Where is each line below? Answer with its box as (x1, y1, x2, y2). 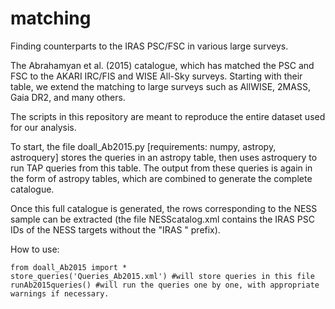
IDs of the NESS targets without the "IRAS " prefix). (10, 223, 221, 236)
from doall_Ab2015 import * (10, 262, 128, 272)
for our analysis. (10, 121, 77, 133)
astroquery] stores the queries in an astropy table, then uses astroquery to (10, 151, 318, 163)
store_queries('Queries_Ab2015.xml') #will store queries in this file (10, 271, 315, 281)
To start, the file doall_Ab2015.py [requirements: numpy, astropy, (10, 140, 277, 152)
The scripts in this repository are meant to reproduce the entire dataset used (10, 110, 326, 122)
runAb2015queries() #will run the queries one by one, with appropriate (10, 280, 320, 290)
